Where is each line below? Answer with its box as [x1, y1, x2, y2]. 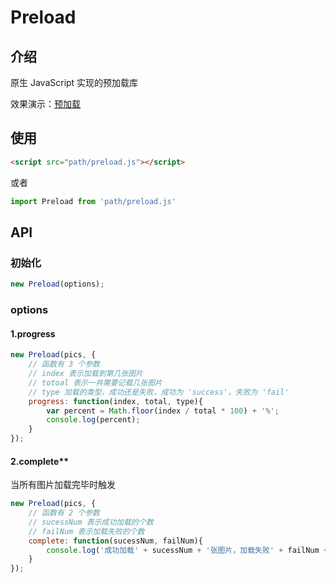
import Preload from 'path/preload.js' [10, 196, 177, 206]
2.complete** [10, 455, 70, 467]
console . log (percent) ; [46, 415, 141, 425]
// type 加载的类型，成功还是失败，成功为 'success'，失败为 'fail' [28, 387, 290, 397]
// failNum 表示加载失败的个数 [28, 526, 145, 536]
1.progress [10, 327, 56, 340]
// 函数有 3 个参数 [28, 359, 100, 370]
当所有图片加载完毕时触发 [10, 479, 116, 491]
